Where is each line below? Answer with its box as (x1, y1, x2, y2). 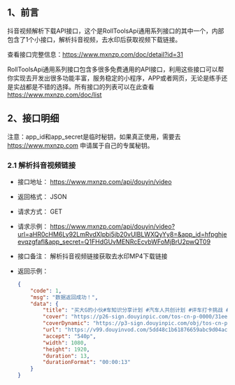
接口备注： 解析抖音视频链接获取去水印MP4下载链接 (17, 251, 168, 260)
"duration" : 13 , (43, 352, 90, 359)
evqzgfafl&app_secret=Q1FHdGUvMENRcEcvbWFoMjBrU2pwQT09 (17, 237, 211, 246)
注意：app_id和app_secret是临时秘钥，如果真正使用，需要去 (7, 132, 181, 141)
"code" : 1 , (30, 287, 62, 294)
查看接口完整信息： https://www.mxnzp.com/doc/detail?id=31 (7, 50, 183, 58)
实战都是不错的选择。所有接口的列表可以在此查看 (13, 83, 155, 91)
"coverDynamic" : (43, 320, 90, 327)
